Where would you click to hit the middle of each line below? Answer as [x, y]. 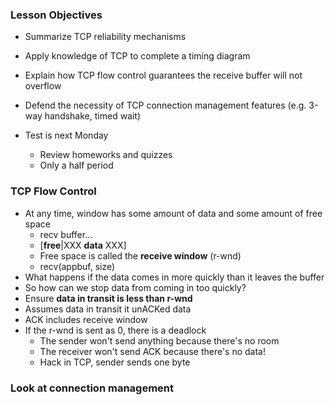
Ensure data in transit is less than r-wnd [108, 298]
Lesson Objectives [56, 15]
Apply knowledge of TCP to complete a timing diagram [137, 56]
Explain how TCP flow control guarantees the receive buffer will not [163, 75]
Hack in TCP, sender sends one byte [115, 362]
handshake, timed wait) [93, 116]
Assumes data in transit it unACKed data [108, 309]
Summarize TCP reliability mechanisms [105, 37]
